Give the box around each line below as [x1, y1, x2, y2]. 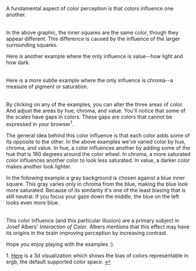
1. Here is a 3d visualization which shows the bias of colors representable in [6, 252, 189, 259]
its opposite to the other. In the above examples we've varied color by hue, [6, 138, 186, 145]
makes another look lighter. [6, 163, 72, 170]
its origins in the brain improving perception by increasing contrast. [6, 229, 168, 236]
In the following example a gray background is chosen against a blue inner [6, 174, 185, 181]
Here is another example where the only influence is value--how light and [6, 53, 183, 60]
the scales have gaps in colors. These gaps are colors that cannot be [6, 113, 173, 120]
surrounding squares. [6, 41, 58, 48]
